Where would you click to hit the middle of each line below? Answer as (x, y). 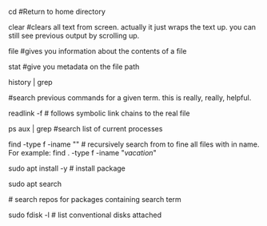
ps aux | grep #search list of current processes (86, 129)
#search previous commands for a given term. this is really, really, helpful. (130, 98)
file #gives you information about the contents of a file (98, 51)
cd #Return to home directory (57, 12)
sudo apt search (35, 184)
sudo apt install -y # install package (67, 168)
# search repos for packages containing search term (95, 199)
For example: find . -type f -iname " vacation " (83, 153)
